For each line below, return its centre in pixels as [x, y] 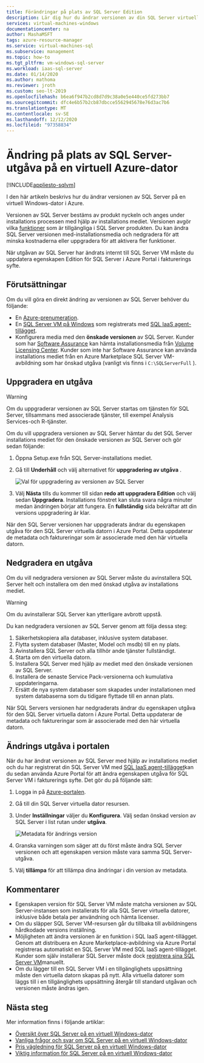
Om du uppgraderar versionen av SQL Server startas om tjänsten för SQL [98, 408]
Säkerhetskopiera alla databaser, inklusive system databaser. [91, 638]
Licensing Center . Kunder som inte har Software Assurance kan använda [106, 350]
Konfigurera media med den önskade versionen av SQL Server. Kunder [104, 337]
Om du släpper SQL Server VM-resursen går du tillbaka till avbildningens [106, 924]
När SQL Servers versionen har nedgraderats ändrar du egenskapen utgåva [101, 708]
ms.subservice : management [40, 52]
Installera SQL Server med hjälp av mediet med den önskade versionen [104, 663]
